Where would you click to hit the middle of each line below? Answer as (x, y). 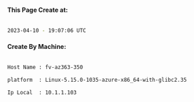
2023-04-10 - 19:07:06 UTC (47, 31)
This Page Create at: (38, 10)
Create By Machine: (37, 46)
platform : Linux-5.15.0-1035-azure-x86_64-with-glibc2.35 (97, 80)
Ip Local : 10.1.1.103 (42, 93)
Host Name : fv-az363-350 (45, 67)
